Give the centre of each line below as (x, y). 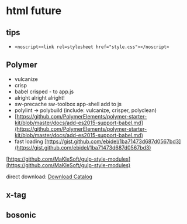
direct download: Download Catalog (49, 177)
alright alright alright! (40, 97)
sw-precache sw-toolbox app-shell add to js (68, 104)
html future (34, 11)
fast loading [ (30, 141)
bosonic (21, 215)
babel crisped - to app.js (44, 91)
